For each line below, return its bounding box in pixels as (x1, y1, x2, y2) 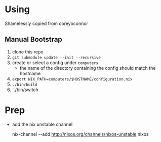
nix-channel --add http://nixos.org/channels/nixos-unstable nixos (12, 131, 149, 137)
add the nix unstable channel (12, 121, 73, 127)
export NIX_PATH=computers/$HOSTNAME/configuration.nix (12, 76, 133, 82)
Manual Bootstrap (5, 35, 63, 44)
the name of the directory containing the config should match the (19, 65, 156, 71)
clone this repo (12, 48, 44, 54)
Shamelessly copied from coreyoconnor (5, 20, 88, 26)
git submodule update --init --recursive (12, 55, 101, 60)
